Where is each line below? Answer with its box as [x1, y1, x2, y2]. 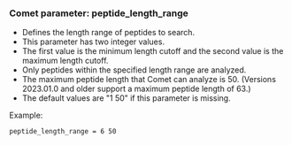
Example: [9, 110, 43, 121]
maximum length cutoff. [21, 56, 109, 66]
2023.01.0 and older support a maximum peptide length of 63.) [21, 83, 251, 95]
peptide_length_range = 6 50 [9, 127, 117, 136]
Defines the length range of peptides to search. [21, 27, 196, 38]
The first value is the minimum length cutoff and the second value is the [21, 46, 284, 57]
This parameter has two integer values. [21, 36, 165, 47]
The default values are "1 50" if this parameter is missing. [21, 93, 232, 103]
